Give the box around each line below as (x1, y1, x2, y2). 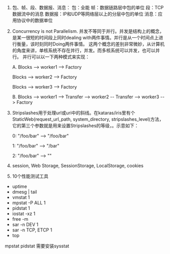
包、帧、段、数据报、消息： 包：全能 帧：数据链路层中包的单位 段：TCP (12, 5, 164, 10)
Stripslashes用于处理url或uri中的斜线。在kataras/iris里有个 (12, 110, 136, 116)
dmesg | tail (12, 189, 37, 195)
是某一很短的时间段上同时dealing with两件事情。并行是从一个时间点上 (12, 35, 159, 40)
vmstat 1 (12, 194, 30, 200)
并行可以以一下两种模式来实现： (22, 54, 90, 60)
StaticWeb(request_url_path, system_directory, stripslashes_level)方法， (12, 116, 164, 122)
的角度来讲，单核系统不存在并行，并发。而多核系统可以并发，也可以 (12, 48, 156, 53)
